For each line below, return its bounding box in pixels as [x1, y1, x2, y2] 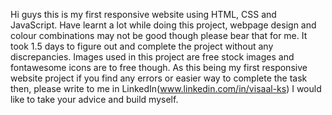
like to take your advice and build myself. [10, 94, 179, 105]
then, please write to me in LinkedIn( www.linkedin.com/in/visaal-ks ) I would [10, 83, 322, 94]
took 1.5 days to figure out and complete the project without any [10, 40, 274, 52]
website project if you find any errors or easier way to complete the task [10, 72, 308, 84]
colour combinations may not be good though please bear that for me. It [10, 30, 308, 41]
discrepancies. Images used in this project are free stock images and [10, 51, 295, 63]
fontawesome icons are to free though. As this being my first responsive [10, 62, 308, 73]
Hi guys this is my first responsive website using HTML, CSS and [10, 9, 277, 20]
